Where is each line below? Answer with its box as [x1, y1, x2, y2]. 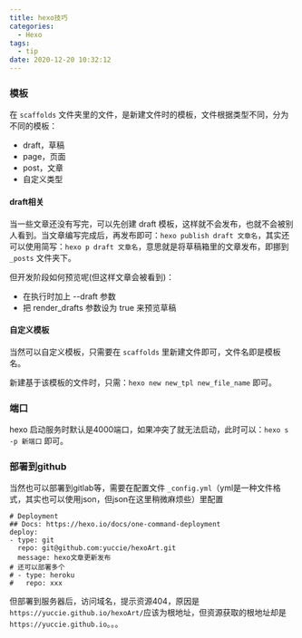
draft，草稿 [22, 140, 65, 150]
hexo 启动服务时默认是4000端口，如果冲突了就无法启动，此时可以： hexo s [9, 424, 289, 435]
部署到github [9, 459, 67, 472]
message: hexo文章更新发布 [17, 554, 112, 563]
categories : [9, 22, 54, 31]
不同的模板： [9, 121, 57, 131]
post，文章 [22, 162, 63, 173]
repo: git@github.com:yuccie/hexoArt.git [17, 544, 177, 553]
